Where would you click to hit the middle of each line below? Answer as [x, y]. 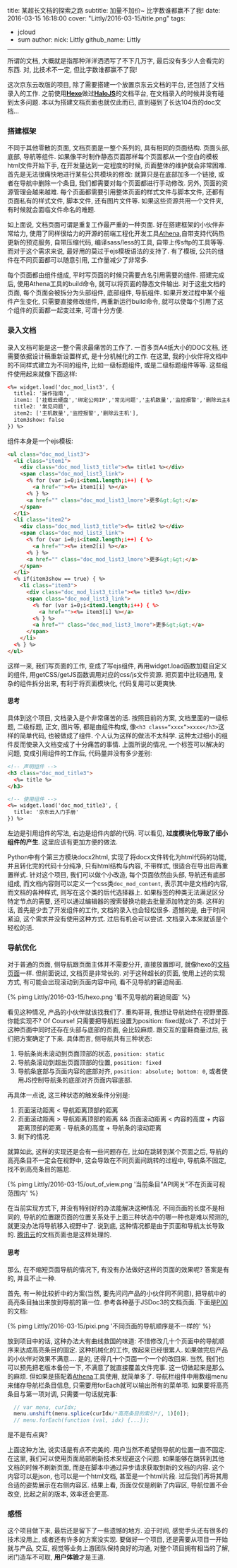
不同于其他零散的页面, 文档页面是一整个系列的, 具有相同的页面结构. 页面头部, [119, 148]
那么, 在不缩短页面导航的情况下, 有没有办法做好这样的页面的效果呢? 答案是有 [119, 1269]
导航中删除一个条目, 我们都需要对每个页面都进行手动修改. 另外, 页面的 [121, 183]
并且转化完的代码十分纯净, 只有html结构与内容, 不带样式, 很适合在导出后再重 [118, 866]
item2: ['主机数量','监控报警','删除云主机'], [76, 413]
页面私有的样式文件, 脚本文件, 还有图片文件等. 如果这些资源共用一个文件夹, [115, 201]
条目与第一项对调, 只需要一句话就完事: [63, 1393]
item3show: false [39, 420]
